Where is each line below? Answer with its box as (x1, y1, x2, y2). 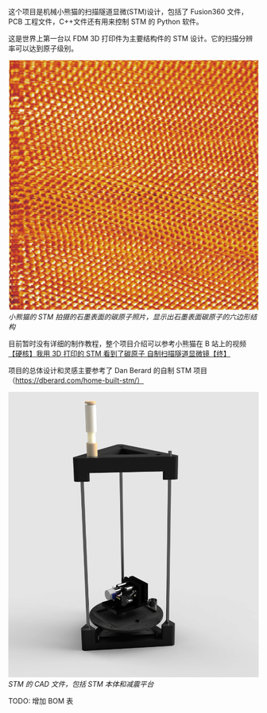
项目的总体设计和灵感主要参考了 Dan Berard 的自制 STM (8, 366, 192, 375)
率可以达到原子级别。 (8, 44, 78, 53)
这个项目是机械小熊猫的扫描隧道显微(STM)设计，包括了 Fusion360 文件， (8, 7, 249, 16)
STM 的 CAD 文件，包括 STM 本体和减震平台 (8, 680, 154, 689)
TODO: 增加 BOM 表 (8, 696, 74, 706)
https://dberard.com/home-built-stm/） (15, 376, 145, 385)
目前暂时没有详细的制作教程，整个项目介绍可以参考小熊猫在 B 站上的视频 (8, 339, 247, 348)
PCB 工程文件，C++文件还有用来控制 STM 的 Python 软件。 (8, 17, 203, 26)
